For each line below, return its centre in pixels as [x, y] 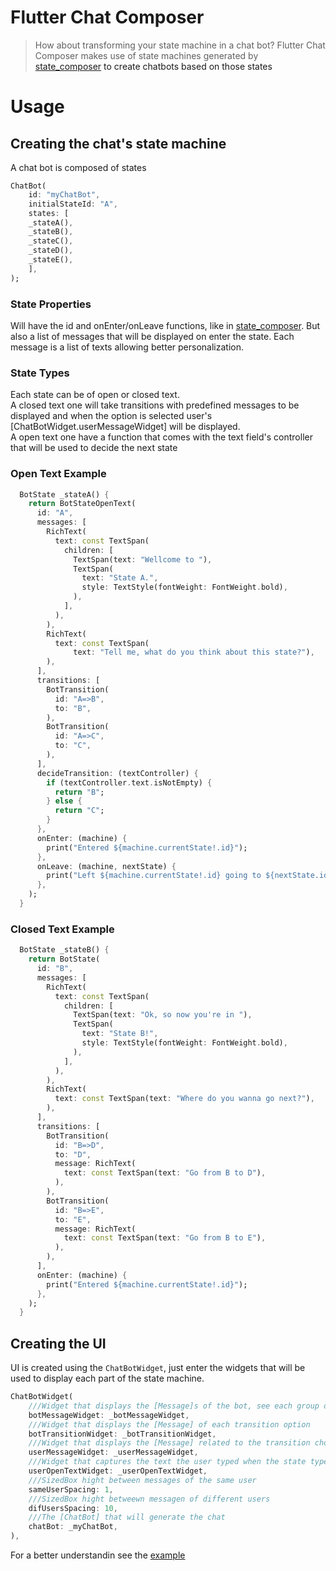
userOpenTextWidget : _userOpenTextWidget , [118, 1471]
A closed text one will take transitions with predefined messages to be [155, 405]
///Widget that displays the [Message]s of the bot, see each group [174, 1406]
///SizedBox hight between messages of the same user [142, 1480]
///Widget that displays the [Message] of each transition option [169, 1424]
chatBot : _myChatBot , [73, 1527]
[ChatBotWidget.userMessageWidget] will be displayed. [125, 427]
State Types [40, 373]
